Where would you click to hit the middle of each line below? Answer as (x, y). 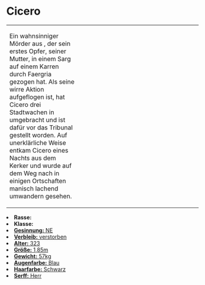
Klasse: (24, 223)
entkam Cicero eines (39, 150)
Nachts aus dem (33, 158)
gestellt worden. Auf (38, 135)
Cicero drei (25, 104)
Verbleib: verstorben (41, 237)
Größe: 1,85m (31, 250)
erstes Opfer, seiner (38, 51)
